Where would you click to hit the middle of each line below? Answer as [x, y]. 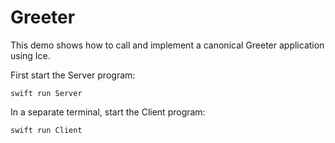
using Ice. [30, 55]
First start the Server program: [73, 75]
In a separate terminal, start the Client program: [108, 112]
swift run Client [46, 130]
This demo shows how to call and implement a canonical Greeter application [167, 45]
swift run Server [46, 93]
